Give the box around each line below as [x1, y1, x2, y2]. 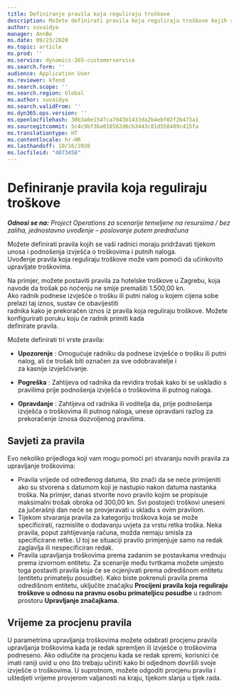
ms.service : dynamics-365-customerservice [7, 57, 135, 64]
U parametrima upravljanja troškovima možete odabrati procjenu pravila [7, 636, 218, 644]
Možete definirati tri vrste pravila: [7, 335, 105, 343]
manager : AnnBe [7, 30, 53, 38]
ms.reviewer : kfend [7, 76, 65, 84]
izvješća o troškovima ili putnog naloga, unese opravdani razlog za [17, 407, 213, 415]
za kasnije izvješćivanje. [17, 364, 89, 373]
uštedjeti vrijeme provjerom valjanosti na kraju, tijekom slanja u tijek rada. [7, 673, 222, 682]
